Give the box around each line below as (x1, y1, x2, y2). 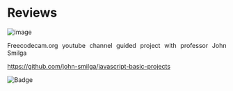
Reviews (7, 5, 58, 21)
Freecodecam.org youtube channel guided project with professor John (7, 41, 227, 49)
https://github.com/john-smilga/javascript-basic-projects (7, 62, 171, 70)
